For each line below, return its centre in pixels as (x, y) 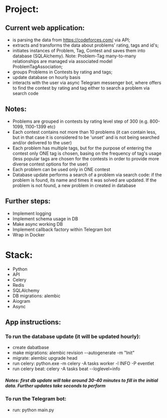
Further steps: (28, 201)
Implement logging (32, 213)
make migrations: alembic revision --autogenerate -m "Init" (73, 353)
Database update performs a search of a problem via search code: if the (87, 175)
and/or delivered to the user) (42, 142)
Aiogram (21, 301)
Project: (22, 9)
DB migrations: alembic (37, 296)
